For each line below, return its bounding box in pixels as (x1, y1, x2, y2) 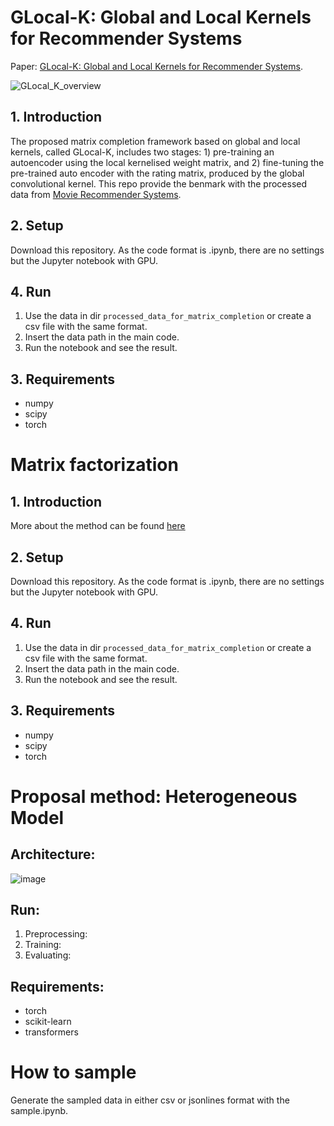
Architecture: (10, 846, 96, 863)
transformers (24, 1026, 79, 1038)
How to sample (10, 1061, 137, 1084)
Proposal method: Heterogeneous (10, 785, 298, 808)
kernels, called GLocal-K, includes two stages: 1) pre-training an (10, 146, 275, 158)
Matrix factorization (10, 454, 179, 476)
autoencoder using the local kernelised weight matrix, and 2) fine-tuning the (10, 156, 325, 168)
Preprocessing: (24, 928, 88, 940)
